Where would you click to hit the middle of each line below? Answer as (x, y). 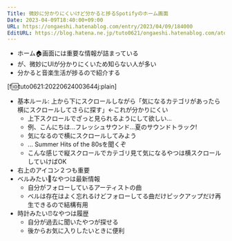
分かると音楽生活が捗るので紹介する (69, 73)
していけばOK (47, 162)
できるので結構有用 (61, 205)
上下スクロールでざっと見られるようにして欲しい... (100, 119)
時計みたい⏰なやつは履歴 (53, 213)
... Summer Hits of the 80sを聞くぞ (77, 144)
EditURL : (20, 33)
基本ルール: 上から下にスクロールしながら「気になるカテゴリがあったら (119, 102)
